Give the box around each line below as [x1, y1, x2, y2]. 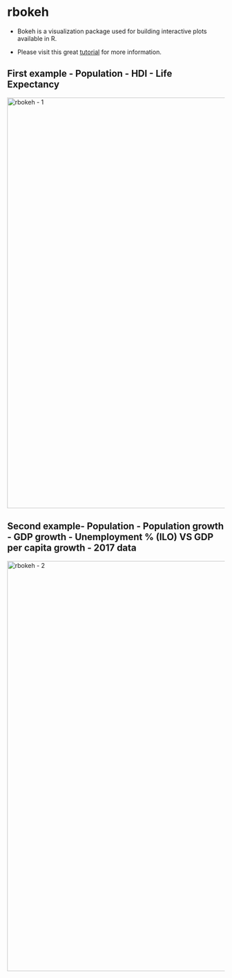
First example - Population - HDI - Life [7, 68, 173, 80]
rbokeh [7, 4, 50, 20]
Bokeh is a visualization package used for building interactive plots [17, 27, 207, 35]
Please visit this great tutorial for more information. [17, 48, 162, 56]
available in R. [17, 34, 57, 42]
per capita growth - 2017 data [7, 542, 137, 554]
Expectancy [7, 79, 60, 91]
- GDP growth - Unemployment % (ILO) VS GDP [7, 531, 214, 543]
